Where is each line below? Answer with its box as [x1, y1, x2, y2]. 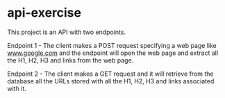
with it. [7, 84, 26, 92]
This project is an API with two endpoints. [7, 28, 126, 36]
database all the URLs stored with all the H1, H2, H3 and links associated [7, 76, 215, 85]
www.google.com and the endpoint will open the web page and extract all [7, 49, 219, 57]
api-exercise [7, 5, 82, 21]
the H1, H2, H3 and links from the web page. [7, 56, 134, 64]
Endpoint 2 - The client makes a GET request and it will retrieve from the [7, 70, 214, 78]
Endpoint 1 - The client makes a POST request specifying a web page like [7, 41, 217, 49]
